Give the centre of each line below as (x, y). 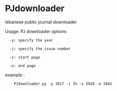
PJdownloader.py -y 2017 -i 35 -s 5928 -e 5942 (63, 84)
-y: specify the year (31, 40)
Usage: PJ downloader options (36, 31)
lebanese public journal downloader (41, 22)
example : (15, 75)
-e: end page (23, 66)
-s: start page (25, 57)
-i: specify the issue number (40, 49)
